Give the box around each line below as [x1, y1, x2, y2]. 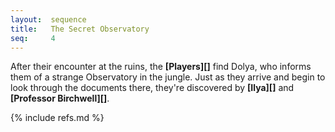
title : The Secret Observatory [10, 24, 150, 34]
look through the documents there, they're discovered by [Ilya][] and [10, 82, 295, 94]
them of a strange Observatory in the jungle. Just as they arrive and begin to [10, 71, 326, 83]
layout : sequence [10, 14, 87, 25]
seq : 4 [10, 33, 56, 43]
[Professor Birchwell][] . [10, 92, 110, 105]
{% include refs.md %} [10, 112, 105, 124]
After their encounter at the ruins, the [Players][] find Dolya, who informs [10, 61, 312, 73]
